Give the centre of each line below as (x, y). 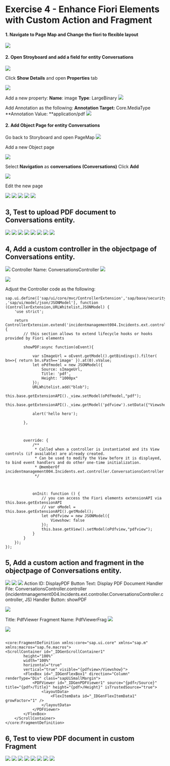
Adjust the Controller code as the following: (50, 289)
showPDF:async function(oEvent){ (59, 347)
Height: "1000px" (60, 378)
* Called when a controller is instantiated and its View (97, 449)
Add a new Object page (30, 147)
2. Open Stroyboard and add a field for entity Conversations (69, 57)
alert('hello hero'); (55, 414)
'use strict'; (29, 312)
